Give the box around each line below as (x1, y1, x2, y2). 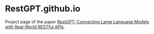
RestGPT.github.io (5, 3, 81, 14)
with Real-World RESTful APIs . (5, 24, 65, 29)
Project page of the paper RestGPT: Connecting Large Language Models (5, 19, 150, 25)
